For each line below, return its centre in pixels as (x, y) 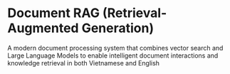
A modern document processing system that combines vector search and (115, 48)
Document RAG (53, 13)
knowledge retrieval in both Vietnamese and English (84, 63)
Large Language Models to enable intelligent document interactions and (113, 55)
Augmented (43, 28)
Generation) (118, 28)
